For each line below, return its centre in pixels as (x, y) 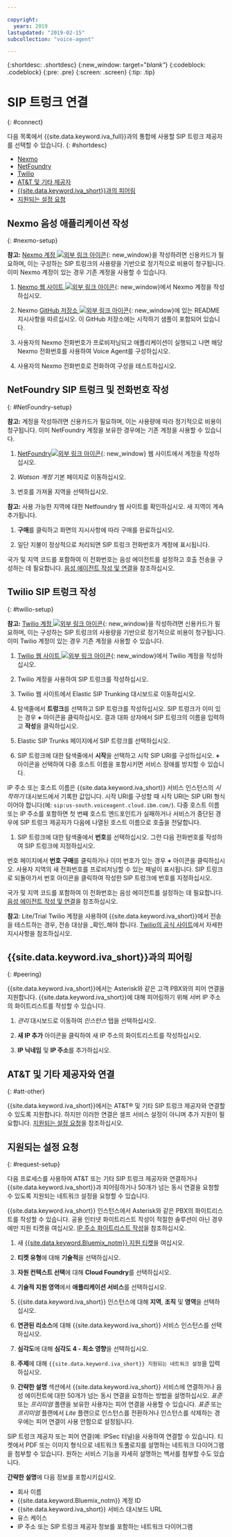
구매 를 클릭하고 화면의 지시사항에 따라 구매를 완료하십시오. (96, 530)
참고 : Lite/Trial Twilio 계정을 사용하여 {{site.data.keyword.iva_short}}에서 (108, 916)
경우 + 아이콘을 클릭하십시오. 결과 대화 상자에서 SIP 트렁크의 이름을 (115, 717)
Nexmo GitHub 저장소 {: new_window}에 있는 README (118, 310)
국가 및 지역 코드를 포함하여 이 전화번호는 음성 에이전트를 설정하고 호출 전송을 (111, 559)
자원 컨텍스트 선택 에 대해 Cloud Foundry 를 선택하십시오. (94, 1273)
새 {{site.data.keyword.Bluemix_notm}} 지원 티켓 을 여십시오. (101, 1243)
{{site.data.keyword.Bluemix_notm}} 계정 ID (79, 1501)
